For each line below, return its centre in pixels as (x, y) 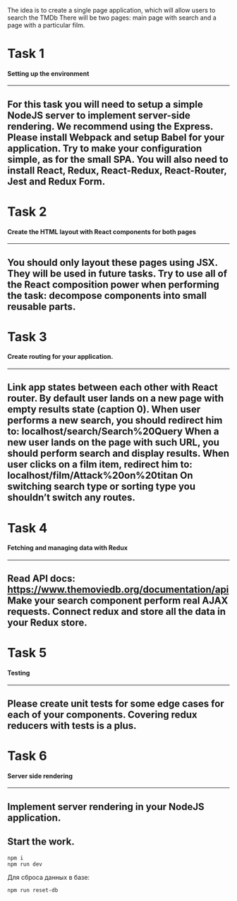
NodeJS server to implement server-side (99, 115)
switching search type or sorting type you (102, 487)
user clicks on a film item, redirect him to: (100, 465)
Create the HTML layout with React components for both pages (102, 231)
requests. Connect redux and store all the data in (116, 612)
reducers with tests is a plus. (72, 725)
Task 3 (27, 337)
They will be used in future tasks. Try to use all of (117, 273)
